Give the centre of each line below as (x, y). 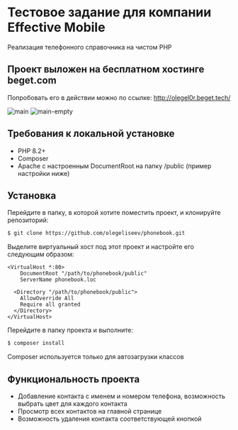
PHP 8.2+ (32, 150)
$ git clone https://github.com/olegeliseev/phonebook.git (96, 233)
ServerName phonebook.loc (58, 280)
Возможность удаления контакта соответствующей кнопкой (109, 419)
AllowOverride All (47, 299)
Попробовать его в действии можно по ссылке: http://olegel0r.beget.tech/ (119, 97)
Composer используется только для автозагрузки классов (96, 357)
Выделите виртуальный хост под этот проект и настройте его (101, 247)
